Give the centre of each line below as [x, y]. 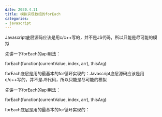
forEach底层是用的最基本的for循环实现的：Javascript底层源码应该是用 [75, 74]
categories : [17, 18]
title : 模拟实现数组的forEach [33, 14]
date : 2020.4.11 [21, 9]
